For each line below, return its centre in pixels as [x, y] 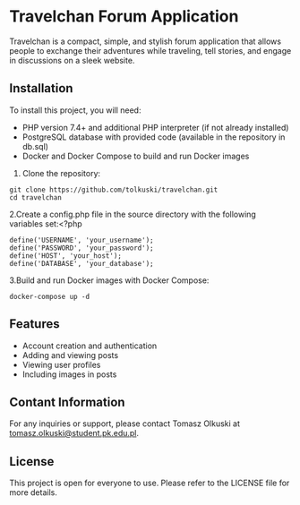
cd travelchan [36, 197]
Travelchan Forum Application [124, 17]
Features [34, 324]
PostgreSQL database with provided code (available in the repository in [154, 137]
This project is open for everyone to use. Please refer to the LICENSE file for [150, 483]
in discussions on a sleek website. [72, 60]
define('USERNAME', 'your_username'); [81, 240]
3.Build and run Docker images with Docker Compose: [109, 280]
